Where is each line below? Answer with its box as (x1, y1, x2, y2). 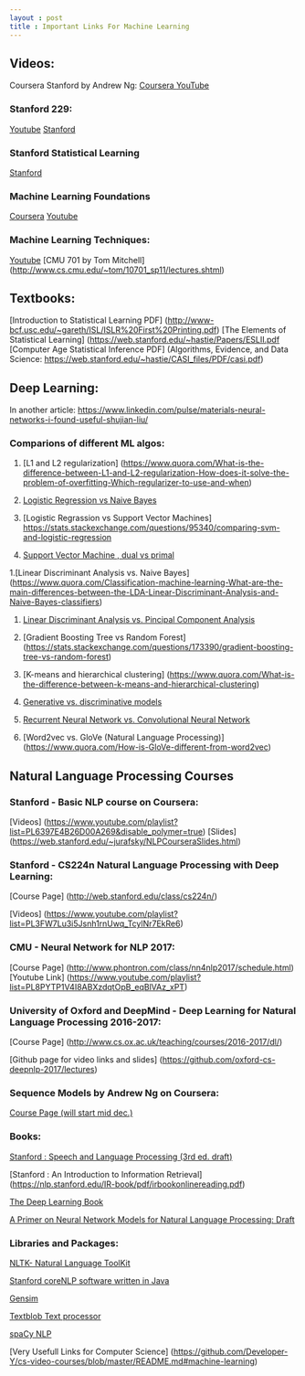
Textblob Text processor (9, 1310, 101, 1321)
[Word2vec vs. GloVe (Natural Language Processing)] (22, 732, 226, 743)
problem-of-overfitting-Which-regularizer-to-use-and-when (22, 477, 249, 488)
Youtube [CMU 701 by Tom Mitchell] (9, 254, 145, 265)
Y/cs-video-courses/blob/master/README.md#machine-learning (9, 1355, 256, 1367)
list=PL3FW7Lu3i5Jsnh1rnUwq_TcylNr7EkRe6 (9, 918, 181, 929)
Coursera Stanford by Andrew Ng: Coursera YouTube (9, 80, 210, 91)
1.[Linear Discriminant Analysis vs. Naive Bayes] (9, 568, 190, 579)
